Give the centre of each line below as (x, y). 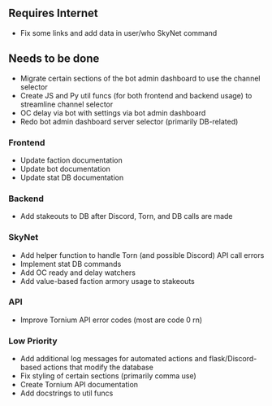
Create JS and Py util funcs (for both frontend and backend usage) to (136, 95)
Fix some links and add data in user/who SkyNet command (119, 33)
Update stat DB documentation (72, 177)
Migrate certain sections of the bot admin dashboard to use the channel (140, 78)
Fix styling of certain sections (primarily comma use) (108, 376)
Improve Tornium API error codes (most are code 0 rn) (111, 320)
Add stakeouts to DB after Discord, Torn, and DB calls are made (126, 216)
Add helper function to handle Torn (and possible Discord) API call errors (142, 255)
